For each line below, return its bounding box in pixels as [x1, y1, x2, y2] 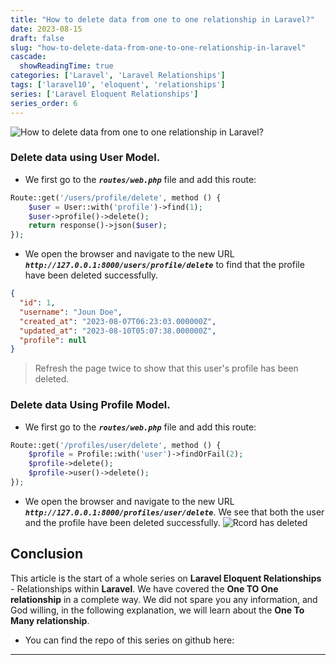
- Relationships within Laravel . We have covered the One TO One [10, 582, 279, 595]
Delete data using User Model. [10, 151, 161, 165]
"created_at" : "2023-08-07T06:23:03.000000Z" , [19, 316, 217, 326]
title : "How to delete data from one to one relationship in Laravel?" [10, 14, 315, 25]
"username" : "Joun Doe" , [19, 307, 123, 317]
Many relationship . [10, 614, 90, 626]
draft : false [10, 33, 65, 43]
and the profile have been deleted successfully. [24, 516, 221, 528]
